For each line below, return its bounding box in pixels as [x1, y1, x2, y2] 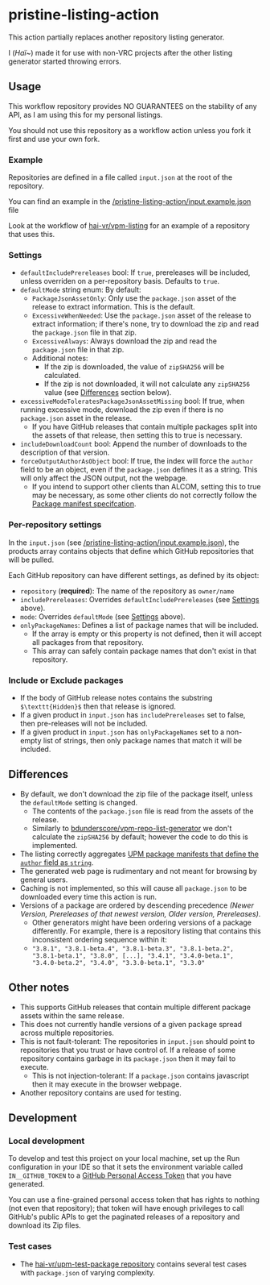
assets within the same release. [19, 1010, 125, 1021]
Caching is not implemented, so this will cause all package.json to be [19, 883, 247, 892]
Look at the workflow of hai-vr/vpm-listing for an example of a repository [8, 221, 251, 231]
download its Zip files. [8, 1221, 82, 1230]
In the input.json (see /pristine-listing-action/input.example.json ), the [8, 538, 239, 547]
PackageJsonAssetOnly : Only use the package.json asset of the [31, 293, 237, 303]
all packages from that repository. [31, 637, 144, 647]
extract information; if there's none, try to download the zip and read [31, 319, 260, 329]
